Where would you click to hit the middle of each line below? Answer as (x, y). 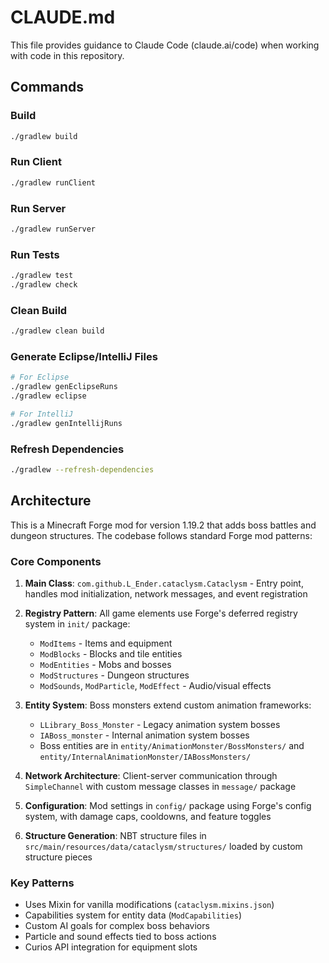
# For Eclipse (40, 377)
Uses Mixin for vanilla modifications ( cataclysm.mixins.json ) (149, 905)
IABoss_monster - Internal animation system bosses (144, 735)
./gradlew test (42, 276)
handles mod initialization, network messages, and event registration (166, 594)
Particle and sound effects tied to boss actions (120, 937)
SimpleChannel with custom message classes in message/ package (160, 787)
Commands (47, 87)
